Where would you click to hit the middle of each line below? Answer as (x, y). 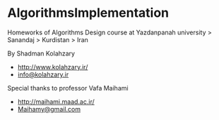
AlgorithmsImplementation (88, 13)
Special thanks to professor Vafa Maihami (68, 88)
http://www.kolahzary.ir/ (53, 67)
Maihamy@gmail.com (49, 109)
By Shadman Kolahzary (41, 53)
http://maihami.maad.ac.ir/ (56, 101)
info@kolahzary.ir (43, 74)
